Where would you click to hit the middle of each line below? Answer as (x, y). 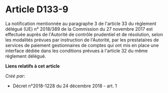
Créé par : (15, 76)
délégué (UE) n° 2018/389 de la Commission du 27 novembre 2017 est (79, 29)
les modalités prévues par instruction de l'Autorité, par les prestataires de (82, 40)
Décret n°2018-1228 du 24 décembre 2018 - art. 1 (65, 86)
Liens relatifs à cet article (33, 66)
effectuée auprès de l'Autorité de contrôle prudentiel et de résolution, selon (84, 34)
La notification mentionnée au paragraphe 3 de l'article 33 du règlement (81, 24)
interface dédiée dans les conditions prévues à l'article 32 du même (77, 51)
